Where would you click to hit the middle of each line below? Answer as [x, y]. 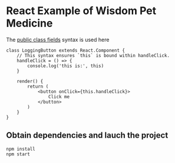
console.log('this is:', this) [66, 66]
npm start [18, 154]
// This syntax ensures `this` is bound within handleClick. [93, 55]
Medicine [29, 23]
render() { [30, 81]
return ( [38, 87]
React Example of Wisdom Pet [81, 11]
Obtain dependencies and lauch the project [87, 136]
